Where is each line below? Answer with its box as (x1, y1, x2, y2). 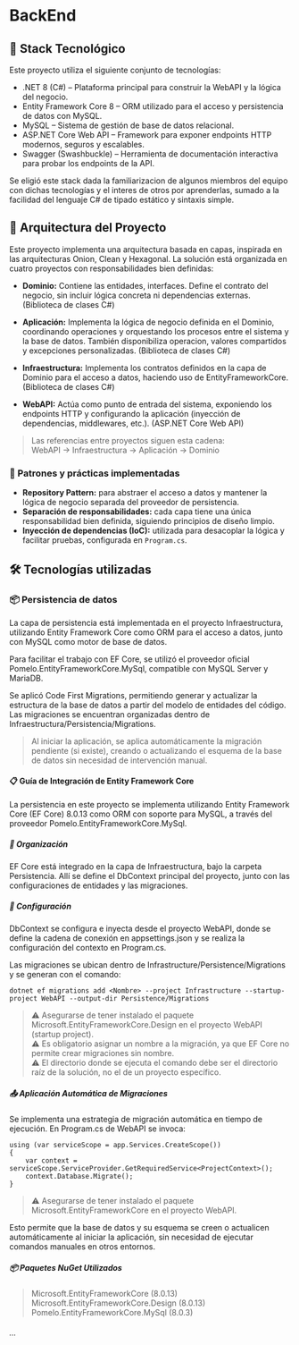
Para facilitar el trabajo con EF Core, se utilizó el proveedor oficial (9, 654, 250, 664)
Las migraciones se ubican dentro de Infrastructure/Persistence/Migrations (9, 959, 286, 970)
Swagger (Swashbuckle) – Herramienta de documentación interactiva (21, 148, 278, 159)
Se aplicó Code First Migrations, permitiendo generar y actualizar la (9, 689, 258, 700)
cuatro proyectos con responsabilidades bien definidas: (9, 263, 214, 274)
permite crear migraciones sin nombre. (30, 1047, 175, 1058)
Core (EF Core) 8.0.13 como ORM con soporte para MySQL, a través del (9, 808, 272, 819)
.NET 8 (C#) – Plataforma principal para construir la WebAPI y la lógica (21, 82, 281, 92)
